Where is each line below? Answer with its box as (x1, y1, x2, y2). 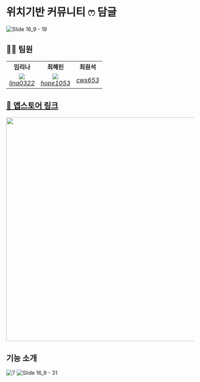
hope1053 (40, 79, 71, 87)
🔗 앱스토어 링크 (6, 101, 58, 111)
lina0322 (9, 79, 35, 87)
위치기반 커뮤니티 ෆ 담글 (6, 5, 117, 19)
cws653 (76, 76, 99, 84)
